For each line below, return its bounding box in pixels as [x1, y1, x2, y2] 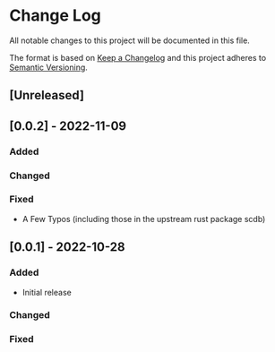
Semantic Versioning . [9, 62, 88, 73]
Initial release [21, 287, 72, 297]
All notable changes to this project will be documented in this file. [9, 35, 251, 46]
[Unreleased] [9, 88, 85, 103]
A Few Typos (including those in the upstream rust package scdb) [21, 213, 266, 224]
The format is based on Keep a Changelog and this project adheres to [9, 52, 267, 63]
